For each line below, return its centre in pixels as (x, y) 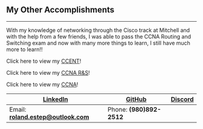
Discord (182, 99)
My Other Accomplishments (60, 10)
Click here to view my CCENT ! (44, 61)
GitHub (136, 99)
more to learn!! (24, 49)
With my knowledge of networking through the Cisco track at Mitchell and (98, 30)
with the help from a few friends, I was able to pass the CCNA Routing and (99, 36)
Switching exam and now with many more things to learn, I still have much (98, 43)
